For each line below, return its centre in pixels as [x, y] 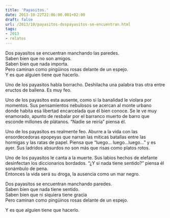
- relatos [16, 39]
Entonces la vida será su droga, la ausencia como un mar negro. [73, 174]
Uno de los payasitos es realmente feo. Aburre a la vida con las [72, 131]
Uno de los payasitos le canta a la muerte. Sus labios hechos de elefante [81, 158]
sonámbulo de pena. [27, 168]
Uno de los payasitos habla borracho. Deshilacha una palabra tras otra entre [85, 84]
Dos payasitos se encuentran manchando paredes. [59, 184]
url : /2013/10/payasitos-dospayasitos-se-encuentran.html [68, 24]
